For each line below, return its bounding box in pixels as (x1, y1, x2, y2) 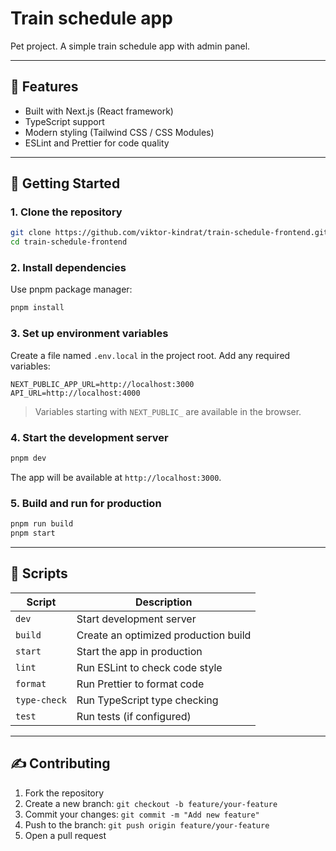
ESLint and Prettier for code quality (24, 137, 170, 149)
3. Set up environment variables (10, 327, 169, 341)
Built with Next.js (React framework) (24, 105, 174, 117)
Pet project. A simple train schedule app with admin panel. (10, 40, 251, 52)
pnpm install (10, 303, 65, 313)
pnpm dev (10, 453, 47, 463)
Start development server (76, 612, 197, 626)
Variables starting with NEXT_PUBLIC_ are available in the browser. (34, 405, 302, 417)
